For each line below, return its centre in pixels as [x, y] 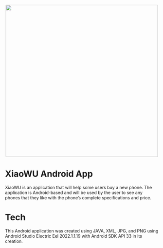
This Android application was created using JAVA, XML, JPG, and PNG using [82, 230]
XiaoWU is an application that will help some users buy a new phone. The [79, 187]
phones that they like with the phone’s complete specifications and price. [78, 197]
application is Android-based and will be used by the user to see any [74, 193]
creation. [14, 241]
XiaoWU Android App [49, 174]
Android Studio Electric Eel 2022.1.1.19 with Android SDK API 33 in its [74, 236]
